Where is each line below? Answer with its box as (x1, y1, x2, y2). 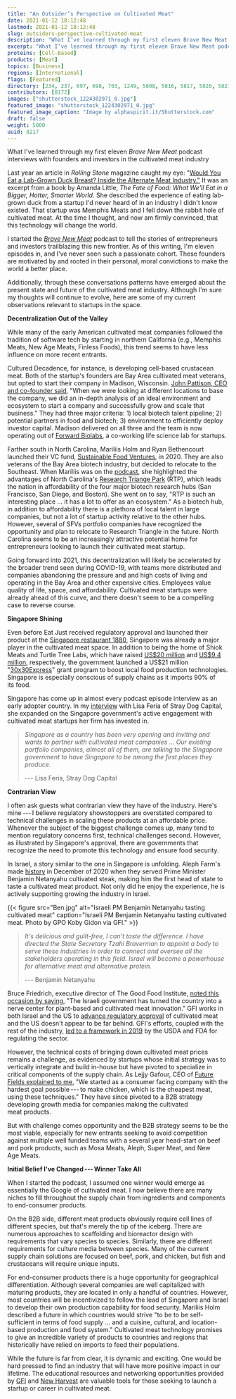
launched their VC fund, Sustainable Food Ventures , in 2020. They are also (7, 452, 223, 461)
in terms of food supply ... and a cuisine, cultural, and (36, 1318, 190, 1326)
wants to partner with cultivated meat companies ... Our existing (24, 738, 211, 747)
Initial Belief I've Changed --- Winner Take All (7, 1165, 142, 1174)
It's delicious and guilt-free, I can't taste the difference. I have (24, 932, 204, 940)
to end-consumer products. (7, 1201, 87, 1210)
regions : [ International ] (7, 69, 83, 76)
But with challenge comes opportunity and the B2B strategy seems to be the (7, 1121, 228, 1130)
